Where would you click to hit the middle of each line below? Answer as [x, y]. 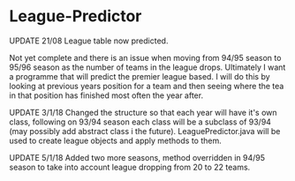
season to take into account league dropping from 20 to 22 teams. [130, 167]
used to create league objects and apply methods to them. [116, 140]
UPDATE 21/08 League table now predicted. [89, 41]
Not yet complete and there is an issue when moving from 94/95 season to [145, 57]
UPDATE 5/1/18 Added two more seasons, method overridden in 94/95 [137, 157]
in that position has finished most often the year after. [106, 95]
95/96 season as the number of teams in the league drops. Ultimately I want [147, 67]
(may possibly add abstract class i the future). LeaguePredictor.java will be [145, 131]
